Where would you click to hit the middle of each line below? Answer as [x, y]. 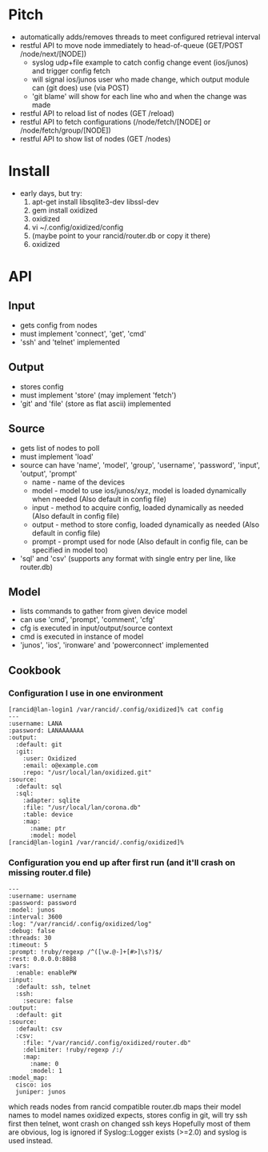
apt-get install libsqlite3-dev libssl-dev [95, 201]
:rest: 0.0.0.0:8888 [43, 959]
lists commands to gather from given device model [104, 611]
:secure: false [48, 1001]
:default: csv [39, 1029]
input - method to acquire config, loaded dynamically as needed [138, 507]
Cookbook [35, 670]
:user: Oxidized [50, 759]
